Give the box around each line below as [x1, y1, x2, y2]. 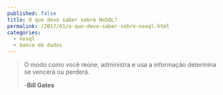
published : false [7, 10, 57, 17]
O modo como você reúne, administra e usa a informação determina [23, 61, 217, 68]
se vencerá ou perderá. [23, 68, 90, 76]
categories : [7, 29, 41, 36]
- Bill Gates [23, 81, 55, 89]
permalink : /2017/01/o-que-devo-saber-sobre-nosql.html [7, 23, 170, 29]
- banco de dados [13, 42, 63, 49]
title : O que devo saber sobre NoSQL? [7, 16, 118, 23]
